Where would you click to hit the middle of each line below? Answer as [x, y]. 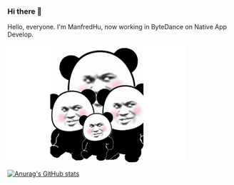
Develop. [21, 34]
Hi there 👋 [25, 11]
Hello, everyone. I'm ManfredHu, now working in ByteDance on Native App [117, 27]
